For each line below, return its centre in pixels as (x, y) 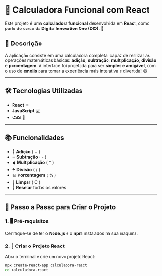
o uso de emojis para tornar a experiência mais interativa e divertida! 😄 (76, 71)
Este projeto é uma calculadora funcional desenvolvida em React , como (77, 23)
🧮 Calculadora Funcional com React (77, 10)
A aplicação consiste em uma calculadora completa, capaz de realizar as (78, 55)
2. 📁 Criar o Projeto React (35, 246)
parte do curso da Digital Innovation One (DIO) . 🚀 (54, 28)
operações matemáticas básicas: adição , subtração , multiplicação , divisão (81, 60)
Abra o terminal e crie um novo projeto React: (50, 257)
